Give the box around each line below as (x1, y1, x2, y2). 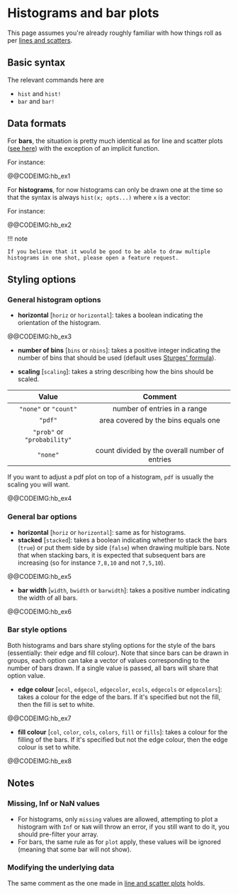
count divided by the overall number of (95, 446, 225, 456)
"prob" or (33, 427, 64, 437)
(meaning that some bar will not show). (17, 845, 132, 853)
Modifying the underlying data (7, 863, 115, 873)
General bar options (7, 512, 77, 522)
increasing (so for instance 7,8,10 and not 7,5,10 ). (17, 558, 166, 567)
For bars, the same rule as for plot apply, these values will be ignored (17, 837, 221, 846)
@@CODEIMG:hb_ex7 (7, 713, 72, 723)
